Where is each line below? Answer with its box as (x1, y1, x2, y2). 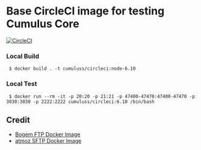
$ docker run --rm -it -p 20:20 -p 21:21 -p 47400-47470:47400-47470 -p (8, 93, 196, 99)
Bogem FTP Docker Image (14, 131, 81, 138)
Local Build (6, 52, 40, 60)
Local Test (6, 80, 37, 88)
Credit (6, 114, 30, 125)
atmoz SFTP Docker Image (14, 137, 82, 145)
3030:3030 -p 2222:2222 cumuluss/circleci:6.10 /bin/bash (6, 98, 155, 105)
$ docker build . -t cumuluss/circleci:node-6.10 (8, 66, 136, 72)
